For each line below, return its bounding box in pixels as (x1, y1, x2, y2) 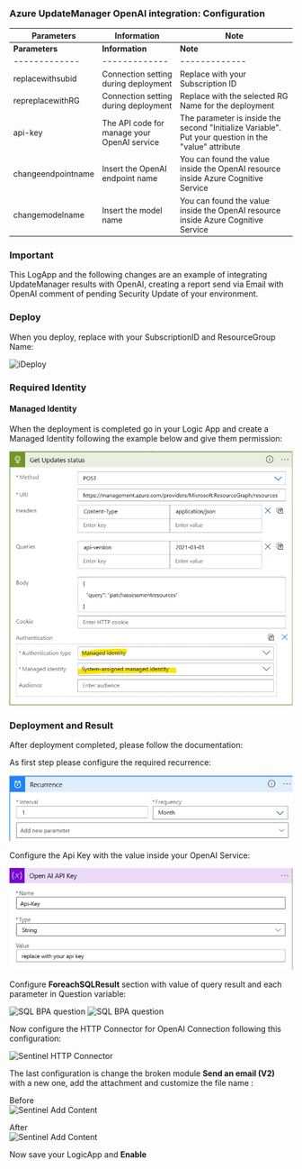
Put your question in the (179, 132, 268, 142)
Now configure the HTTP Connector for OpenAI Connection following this (9, 1024, 281, 1035)
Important (9, 249, 54, 261)
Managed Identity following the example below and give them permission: (9, 433, 283, 443)
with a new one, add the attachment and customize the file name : (9, 1078, 254, 1089)
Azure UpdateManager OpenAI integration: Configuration (9, 7, 265, 20)
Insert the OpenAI (102, 163, 168, 174)
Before (9, 1095, 34, 1106)
